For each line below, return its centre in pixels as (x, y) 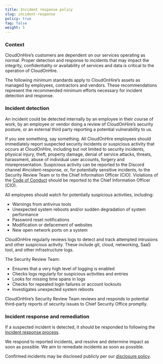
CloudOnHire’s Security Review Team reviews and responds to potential (77, 299)
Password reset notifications (41, 219)
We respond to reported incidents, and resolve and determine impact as (77, 342)
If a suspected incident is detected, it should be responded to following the (80, 327)
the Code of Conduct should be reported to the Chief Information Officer (78, 180)
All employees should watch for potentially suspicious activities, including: (80, 195)
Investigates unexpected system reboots (53, 289)
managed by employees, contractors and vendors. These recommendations (81, 85)
